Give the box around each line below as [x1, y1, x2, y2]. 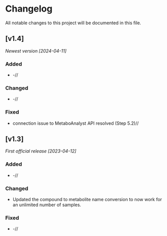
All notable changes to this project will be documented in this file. [5, 20, 142, 26]
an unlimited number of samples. [12, 202, 81, 208]
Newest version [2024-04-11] [5, 48, 67, 54]
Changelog [5, 3, 53, 15]
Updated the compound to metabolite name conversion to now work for [12, 197, 162, 203]
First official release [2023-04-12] [5, 148, 77, 154]
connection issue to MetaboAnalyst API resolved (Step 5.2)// [12, 120, 139, 126]
